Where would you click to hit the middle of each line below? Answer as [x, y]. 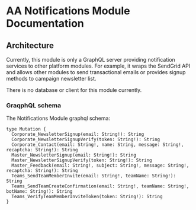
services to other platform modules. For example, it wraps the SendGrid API [98, 66]
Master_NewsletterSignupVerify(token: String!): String [82, 160]
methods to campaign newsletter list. [51, 79]
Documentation [45, 23]
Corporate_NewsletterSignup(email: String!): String [78, 135]
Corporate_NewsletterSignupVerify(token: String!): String [86, 140]
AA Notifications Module [68, 11]
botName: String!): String [39, 192]
